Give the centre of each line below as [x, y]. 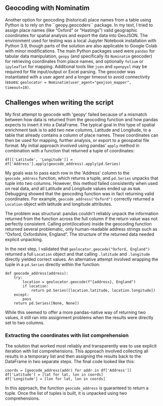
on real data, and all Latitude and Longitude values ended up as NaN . [73, 188]
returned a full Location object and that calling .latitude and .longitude [78, 254]
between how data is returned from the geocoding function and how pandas [81, 120]
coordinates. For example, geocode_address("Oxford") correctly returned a [80, 199]
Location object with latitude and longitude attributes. [59, 204]
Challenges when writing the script [59, 103]
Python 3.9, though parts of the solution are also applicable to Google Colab [81, 45]
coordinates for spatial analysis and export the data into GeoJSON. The [76, 35]
